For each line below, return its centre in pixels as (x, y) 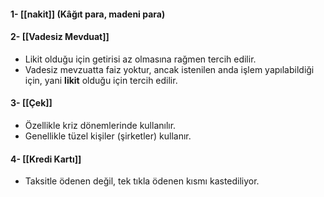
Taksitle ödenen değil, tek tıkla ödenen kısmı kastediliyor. (142, 181)
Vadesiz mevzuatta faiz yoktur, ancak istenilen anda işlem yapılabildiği (169, 69)
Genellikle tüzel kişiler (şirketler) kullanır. (108, 136)
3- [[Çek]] (31, 103)
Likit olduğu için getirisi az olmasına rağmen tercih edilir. (140, 59)
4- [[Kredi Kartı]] (46, 159)
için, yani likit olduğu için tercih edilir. (101, 80)
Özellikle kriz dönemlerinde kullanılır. (100, 125)
